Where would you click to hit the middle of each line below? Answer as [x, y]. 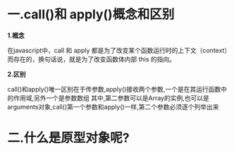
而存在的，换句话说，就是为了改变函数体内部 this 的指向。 [92, 59]
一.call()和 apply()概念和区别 [91, 14]
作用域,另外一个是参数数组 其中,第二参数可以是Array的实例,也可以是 [111, 98]
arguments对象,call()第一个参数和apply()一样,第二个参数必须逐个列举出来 [113, 107]
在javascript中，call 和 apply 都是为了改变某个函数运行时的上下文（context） [117, 50]
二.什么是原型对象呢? [69, 138]
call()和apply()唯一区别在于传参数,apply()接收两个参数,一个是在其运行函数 [114, 89]
